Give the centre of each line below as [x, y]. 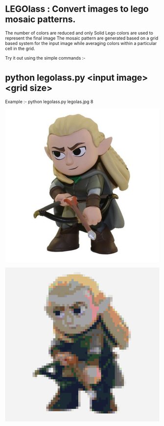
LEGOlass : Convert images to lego [77, 9]
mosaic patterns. [40, 19]
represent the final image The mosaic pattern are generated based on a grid [82, 38]
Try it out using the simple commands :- [45, 58]
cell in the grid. [20, 48]
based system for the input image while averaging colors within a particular [81, 43]
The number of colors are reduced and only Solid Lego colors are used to [79, 33]
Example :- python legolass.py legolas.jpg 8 [49, 102]
